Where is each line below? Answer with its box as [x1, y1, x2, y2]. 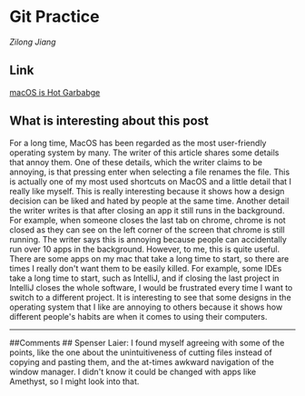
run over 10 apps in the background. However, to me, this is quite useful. [9, 243, 280, 254]
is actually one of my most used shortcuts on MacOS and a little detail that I [9, 175, 292, 187]
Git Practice [9, 6, 100, 27]
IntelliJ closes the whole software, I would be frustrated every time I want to [9, 282, 293, 292]
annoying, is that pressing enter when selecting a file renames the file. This [9, 166, 290, 177]
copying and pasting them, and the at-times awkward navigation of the [9, 356, 274, 367]
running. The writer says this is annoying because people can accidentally [9, 233, 288, 244]
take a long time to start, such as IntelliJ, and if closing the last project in [9, 272, 280, 283]
